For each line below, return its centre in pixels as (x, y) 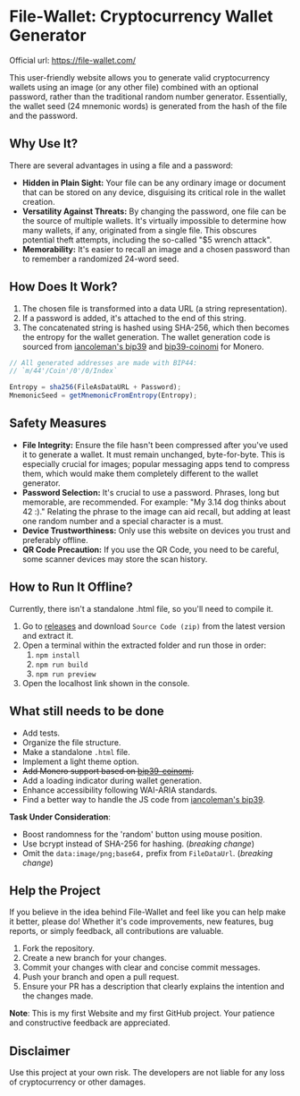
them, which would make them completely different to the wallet (140, 473)
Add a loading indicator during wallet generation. (112, 780)
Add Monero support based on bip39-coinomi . (108, 770)
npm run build (62, 665)
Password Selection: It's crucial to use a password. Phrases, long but (150, 492)
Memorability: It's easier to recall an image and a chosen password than (156, 249)
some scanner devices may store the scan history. (115, 559)
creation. (38, 201)
